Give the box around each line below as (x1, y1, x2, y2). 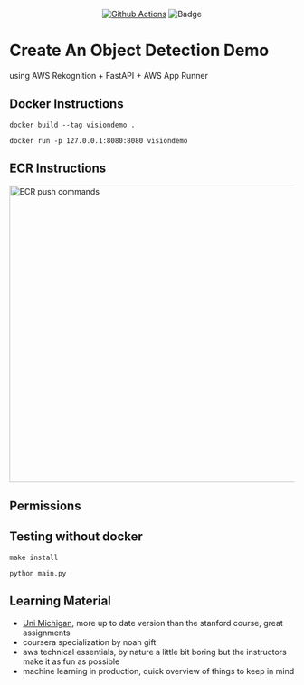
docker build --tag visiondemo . (9, 120, 136, 129)
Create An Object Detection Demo (9, 41, 270, 61)
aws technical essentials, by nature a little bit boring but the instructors (22, 646, 287, 657)
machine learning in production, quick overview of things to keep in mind (22, 665, 295, 676)
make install (9, 553, 59, 562)
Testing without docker (9, 529, 143, 545)
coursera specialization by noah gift (22, 636, 157, 647)
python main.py (9, 568, 67, 578)
